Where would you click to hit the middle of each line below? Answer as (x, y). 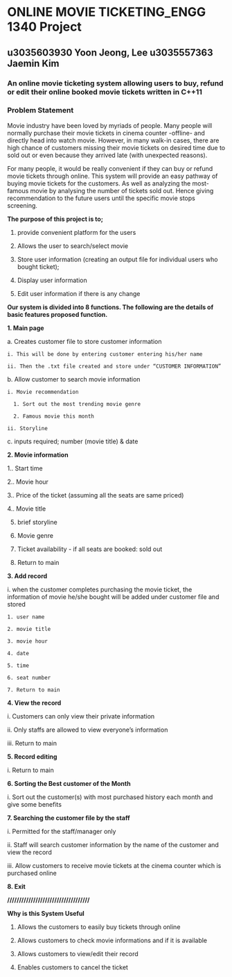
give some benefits (35, 804)
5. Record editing (32, 756)
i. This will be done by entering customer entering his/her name (105, 354)
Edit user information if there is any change (79, 293)
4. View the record (34, 703)
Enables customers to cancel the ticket (72, 967)
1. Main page (26, 328)
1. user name (26, 617)
